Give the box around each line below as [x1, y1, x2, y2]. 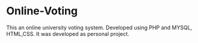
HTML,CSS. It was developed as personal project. [6, 30, 129, 37]
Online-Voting [6, 4, 78, 18]
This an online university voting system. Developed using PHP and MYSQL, [6, 24, 193, 31]
